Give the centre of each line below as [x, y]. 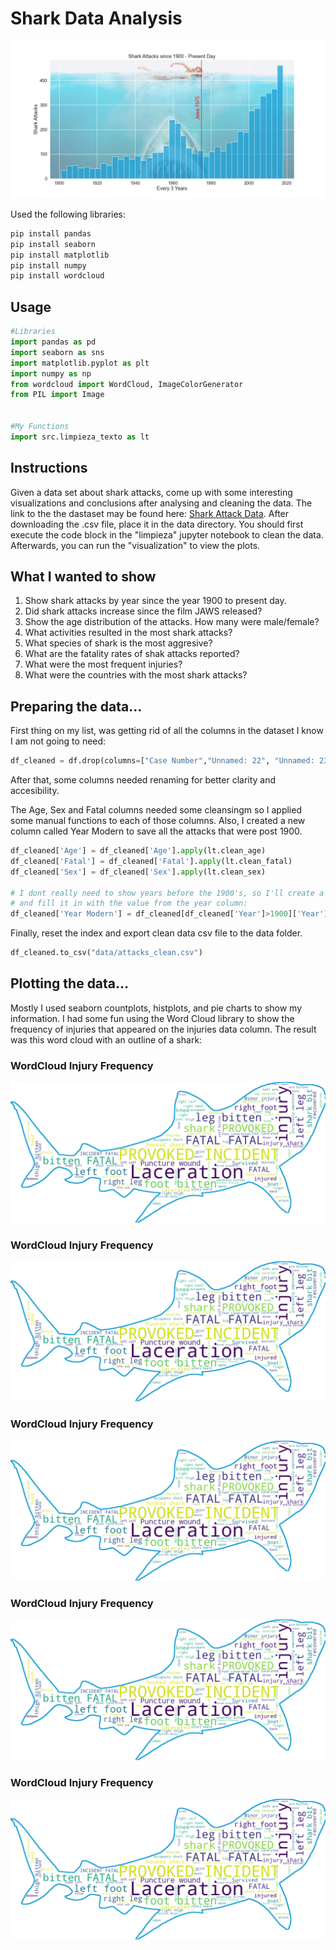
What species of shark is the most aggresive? [118, 643]
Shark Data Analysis [96, 18]
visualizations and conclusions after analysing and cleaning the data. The [161, 503]
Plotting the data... [70, 983]
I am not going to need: [58, 741]
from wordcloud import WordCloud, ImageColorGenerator [127, 384]
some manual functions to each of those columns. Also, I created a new [158, 821]
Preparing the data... [76, 706]
